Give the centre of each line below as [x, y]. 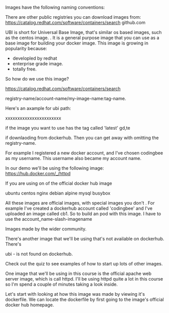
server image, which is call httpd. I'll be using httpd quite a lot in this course [84, 279]
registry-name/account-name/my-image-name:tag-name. [66, 99]
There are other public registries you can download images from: [73, 17]
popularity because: [26, 48]
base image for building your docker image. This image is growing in [77, 43]
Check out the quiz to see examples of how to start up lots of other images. [84, 264]
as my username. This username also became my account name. [73, 158]
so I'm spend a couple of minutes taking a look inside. [62, 284]
